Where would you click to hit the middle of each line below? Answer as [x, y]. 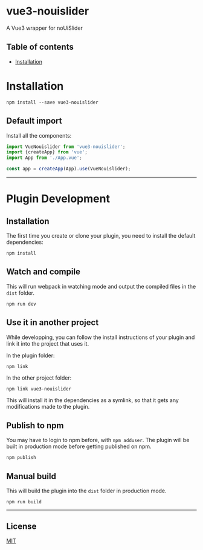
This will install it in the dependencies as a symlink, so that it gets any [93, 400]
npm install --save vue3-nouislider [52, 102]
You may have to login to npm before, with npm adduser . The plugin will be [98, 440]
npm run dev [21, 304]
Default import [34, 121]
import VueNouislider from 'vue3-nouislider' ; [66, 147]
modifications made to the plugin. [48, 406]
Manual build [31, 476]
